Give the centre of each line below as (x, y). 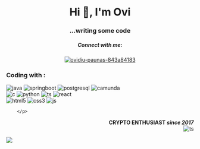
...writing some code (100, 31)
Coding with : (26, 75)
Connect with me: (100, 45)
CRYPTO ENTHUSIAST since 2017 (151, 123)
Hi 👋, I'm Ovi (100, 12)
